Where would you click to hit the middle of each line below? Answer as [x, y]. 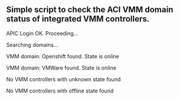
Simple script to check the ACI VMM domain [90, 10]
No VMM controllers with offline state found [60, 91]
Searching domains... [32, 44]
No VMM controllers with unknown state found [64, 79]
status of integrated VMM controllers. [78, 19]
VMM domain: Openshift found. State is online [63, 56]
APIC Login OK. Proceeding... [42, 33]
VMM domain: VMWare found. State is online [61, 68]
